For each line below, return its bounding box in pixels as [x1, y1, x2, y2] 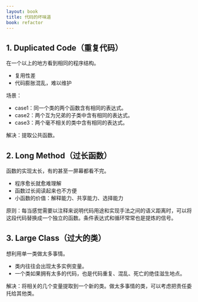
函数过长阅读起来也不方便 [14, 187, 77, 194]
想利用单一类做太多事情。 [6, 250, 68, 257]
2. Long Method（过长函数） [6, 151, 112, 161]
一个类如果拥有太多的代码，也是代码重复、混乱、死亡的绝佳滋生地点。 [14, 270, 186, 277]
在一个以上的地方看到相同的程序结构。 [6, 59, 99, 67]
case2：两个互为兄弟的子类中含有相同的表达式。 [14, 112, 133, 119]
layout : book [6, 8, 38, 15]
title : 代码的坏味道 [6, 14, 51, 20]
